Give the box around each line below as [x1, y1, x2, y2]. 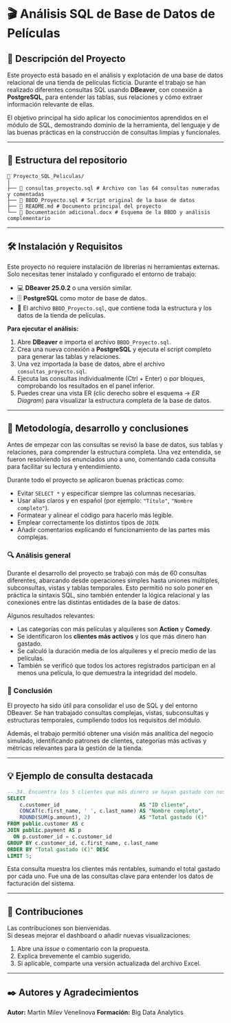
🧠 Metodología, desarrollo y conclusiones [7, 423, 189, 434]
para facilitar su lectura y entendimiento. [7, 463, 122, 471]
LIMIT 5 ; [7, 852, 32, 859]
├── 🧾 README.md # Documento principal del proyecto [7, 203, 162, 210]
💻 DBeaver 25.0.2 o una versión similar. [16, 283, 133, 291]
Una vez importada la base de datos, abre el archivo [16, 360, 165, 368]
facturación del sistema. [7, 879, 76, 888]
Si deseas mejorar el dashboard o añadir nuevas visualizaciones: [7, 932, 191, 940]
